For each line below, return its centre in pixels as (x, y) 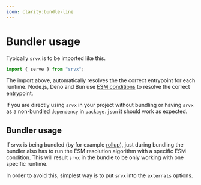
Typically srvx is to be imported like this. (56, 58)
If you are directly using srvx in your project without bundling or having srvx (100, 105)
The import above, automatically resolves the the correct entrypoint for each (101, 80)
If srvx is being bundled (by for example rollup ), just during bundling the (95, 145)
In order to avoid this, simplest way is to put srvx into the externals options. (100, 175)
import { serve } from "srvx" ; (45, 69)
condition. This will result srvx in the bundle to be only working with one (95, 157)
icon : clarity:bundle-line (40, 12)
